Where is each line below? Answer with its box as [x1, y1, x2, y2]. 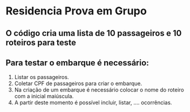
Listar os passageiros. [14, 74, 70, 81]
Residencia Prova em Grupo [5, 4, 147, 18]
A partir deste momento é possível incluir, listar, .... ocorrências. [14, 99, 173, 106]
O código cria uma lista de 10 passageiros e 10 [5, 28, 182, 38]
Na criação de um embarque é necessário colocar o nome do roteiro [14, 86, 185, 93]
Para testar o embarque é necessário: [5, 57, 150, 68]
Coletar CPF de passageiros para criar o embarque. [14, 80, 142, 87]
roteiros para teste [5, 37, 76, 47]
